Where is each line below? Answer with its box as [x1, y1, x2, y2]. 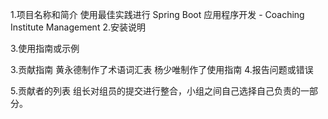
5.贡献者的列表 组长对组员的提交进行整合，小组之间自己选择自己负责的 [10, 85, 301, 97]
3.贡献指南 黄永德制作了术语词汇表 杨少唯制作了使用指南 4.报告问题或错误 [10, 64, 314, 75]
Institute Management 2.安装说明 [10, 21, 146, 33]
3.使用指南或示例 [10, 43, 80, 54]
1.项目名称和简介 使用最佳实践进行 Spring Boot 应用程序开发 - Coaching [10, 9, 305, 20]
